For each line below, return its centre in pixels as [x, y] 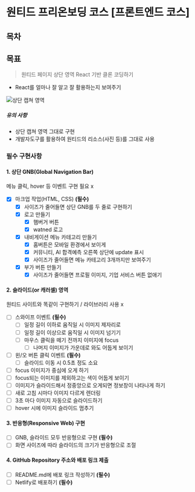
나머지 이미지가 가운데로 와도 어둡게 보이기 [83, 347]
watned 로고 [48, 229]
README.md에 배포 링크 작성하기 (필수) [62, 474]
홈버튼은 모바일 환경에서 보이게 [69, 244]
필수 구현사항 [24, 156]
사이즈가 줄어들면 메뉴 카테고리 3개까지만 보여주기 [92, 260]
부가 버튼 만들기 [43, 267]
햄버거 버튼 [46, 222]
